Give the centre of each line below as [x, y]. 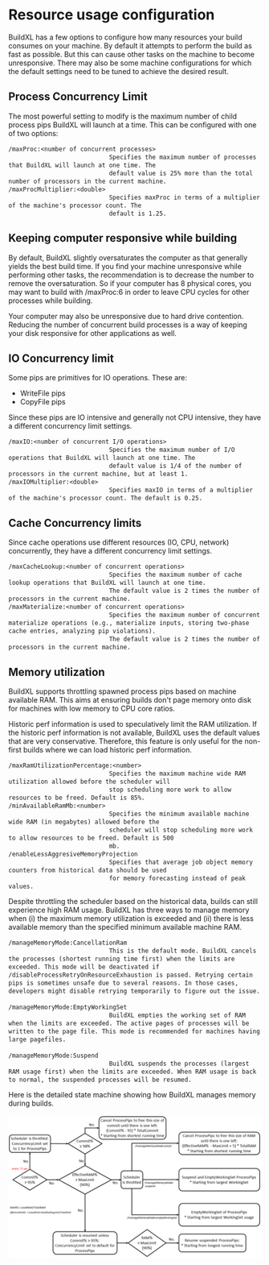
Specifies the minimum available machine [179, 814]
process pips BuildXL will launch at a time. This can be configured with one [132, 124]
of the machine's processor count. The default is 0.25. [106, 498]
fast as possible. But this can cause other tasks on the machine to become [132, 54]
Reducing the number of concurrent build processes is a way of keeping [128, 325]
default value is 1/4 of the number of [175, 466]
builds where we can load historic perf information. [108, 750]
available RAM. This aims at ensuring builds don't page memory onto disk [130, 700]
